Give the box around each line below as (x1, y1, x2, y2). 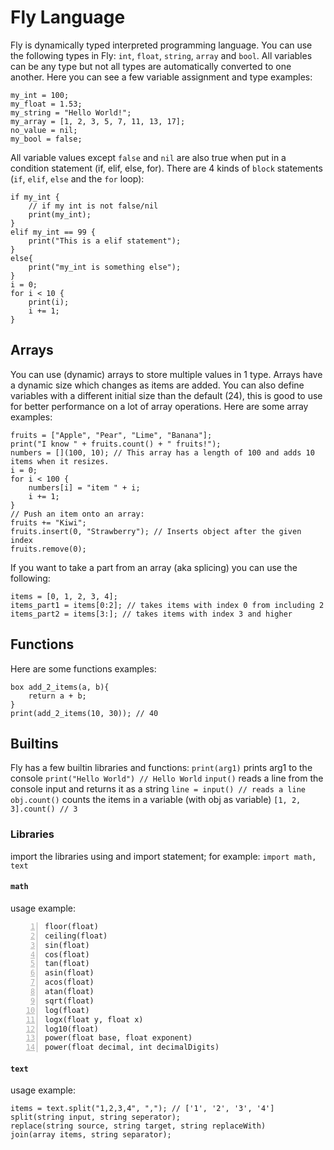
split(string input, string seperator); (10, 1112, 182, 1123)
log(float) (44, 1005, 90, 1015)
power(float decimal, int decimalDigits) (44, 1042, 220, 1053)
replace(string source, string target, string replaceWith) (10, 1121, 267, 1131)
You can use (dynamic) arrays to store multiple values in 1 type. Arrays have (10, 368, 323, 380)
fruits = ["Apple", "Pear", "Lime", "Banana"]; (10, 430, 213, 440)
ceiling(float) (44, 931, 108, 941)
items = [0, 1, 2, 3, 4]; (10, 591, 118, 601)
